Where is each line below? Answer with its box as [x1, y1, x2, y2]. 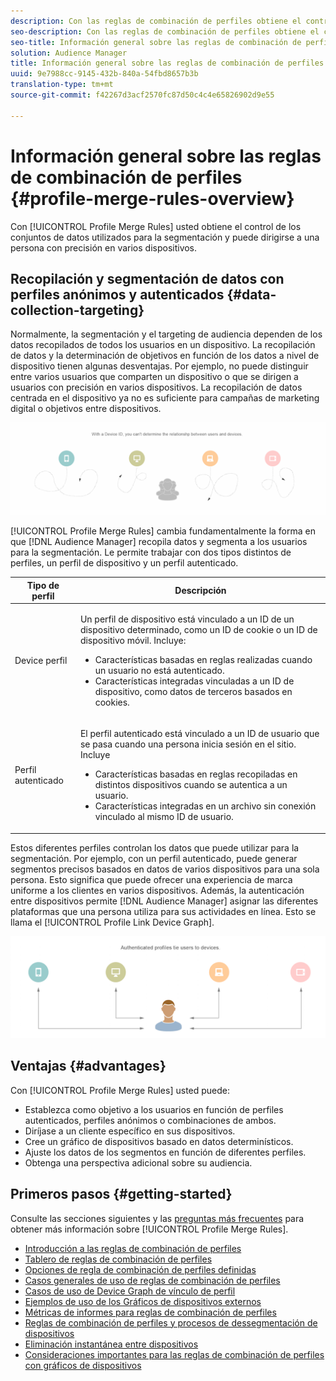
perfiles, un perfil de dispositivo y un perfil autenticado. [10, 557, 239, 569]
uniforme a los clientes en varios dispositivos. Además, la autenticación [10, 884, 305, 896]
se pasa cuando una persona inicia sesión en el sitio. [79, 738, 297, 750]
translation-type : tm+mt [10, 80, 114, 90]
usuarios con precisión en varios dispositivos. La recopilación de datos [10, 381, 303, 394]
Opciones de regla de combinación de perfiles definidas [24, 1263, 257, 1275]
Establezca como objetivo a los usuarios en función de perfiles [24, 1103, 284, 1115]
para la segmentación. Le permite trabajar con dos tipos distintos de [10, 546, 292, 559]
